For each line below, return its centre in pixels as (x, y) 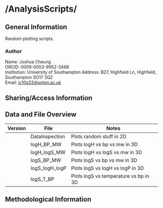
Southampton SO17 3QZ (29, 77)
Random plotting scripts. (30, 38)
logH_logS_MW (48, 152)
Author (14, 51)
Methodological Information (48, 199)
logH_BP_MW (46, 144)
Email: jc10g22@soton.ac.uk (33, 83)
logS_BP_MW (46, 160)
